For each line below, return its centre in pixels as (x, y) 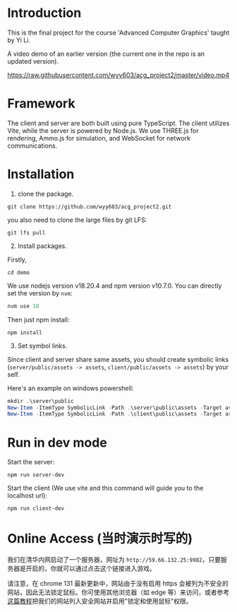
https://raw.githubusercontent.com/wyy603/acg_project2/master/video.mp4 (119, 75)
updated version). (33, 61)
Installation (41, 174)
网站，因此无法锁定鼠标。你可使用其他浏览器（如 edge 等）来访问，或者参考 (119, 592)
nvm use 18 (23, 306)
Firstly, (17, 259)
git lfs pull (26, 233)
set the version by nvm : (40, 293)
